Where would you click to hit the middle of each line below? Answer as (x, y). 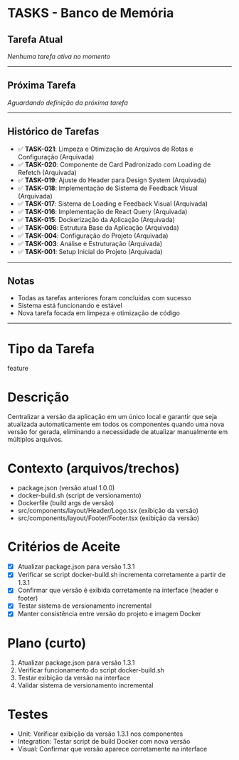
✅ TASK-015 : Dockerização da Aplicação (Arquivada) (96, 219)
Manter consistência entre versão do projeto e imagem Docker (109, 614)
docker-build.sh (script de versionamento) (80, 495)
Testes (28, 714)
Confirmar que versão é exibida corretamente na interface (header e (118, 590)
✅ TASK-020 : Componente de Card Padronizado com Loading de (114, 164)
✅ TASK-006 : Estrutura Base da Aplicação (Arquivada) (98, 227)
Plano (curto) (47, 643)
